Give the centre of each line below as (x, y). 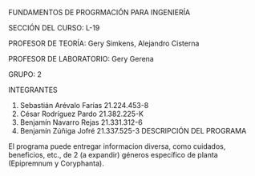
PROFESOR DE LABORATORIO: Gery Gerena (81, 59)
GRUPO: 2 (25, 74)
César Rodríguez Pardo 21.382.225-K (82, 114)
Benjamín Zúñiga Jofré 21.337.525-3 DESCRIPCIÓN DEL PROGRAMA (133, 131)
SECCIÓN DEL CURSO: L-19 (54, 28)
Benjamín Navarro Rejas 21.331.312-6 (81, 122)
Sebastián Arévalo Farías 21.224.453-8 (84, 105)
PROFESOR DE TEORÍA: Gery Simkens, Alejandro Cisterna (104, 43)
